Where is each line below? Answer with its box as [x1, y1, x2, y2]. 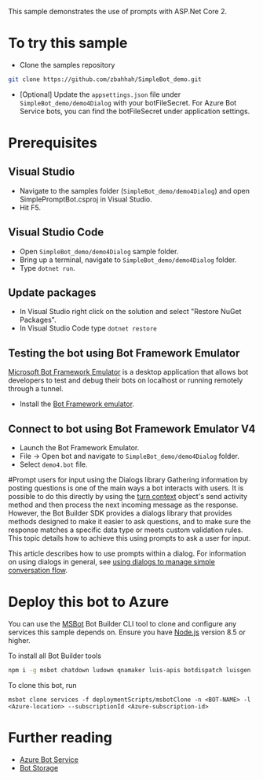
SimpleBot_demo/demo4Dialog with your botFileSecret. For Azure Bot [19, 98, 237, 107]
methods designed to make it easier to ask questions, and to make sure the [8, 517, 251, 527]
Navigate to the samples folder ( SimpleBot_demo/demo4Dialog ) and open [19, 186, 250, 195]
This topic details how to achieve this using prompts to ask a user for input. [8, 534, 251, 543]
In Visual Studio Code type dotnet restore [19, 323, 157, 333]
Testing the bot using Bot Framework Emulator [8, 346, 240, 360]
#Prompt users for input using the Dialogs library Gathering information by [8, 475, 249, 485]
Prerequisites [8, 134, 98, 152]
